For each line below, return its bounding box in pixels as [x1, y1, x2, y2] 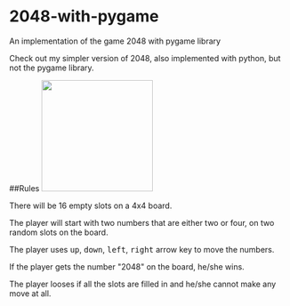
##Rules [9, 182, 40, 193]
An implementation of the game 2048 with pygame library [9, 36, 221, 46]
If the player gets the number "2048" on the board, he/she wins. [9, 261, 245, 272]
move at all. [9, 287, 52, 299]
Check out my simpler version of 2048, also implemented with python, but [9, 52, 281, 63]
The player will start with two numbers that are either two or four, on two [9, 217, 275, 228]
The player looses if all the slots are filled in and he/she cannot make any [9, 278, 277, 289]
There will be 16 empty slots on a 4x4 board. [9, 200, 173, 211]
